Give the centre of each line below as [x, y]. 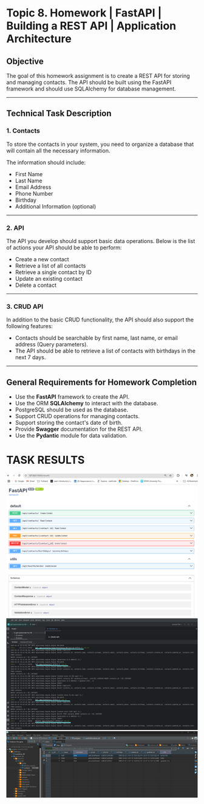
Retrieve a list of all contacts [50, 266]
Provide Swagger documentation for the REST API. [79, 429]
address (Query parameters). [51, 345]
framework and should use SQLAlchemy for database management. [91, 89]
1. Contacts [23, 131]
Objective [25, 61]
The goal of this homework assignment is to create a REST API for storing [98, 76]
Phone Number [34, 193]
